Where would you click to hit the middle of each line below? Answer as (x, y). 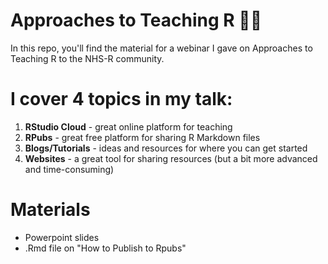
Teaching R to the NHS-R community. (87, 58)
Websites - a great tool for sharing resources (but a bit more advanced (171, 158)
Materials (50, 210)
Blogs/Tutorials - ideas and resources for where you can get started (166, 148)
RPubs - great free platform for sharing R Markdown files (142, 137)
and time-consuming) (69, 169)
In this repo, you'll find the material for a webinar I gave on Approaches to (161, 48)
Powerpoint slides (62, 237)
